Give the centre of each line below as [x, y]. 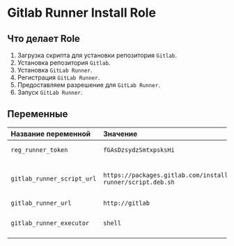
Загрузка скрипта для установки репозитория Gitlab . [97, 55]
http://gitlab [126, 203]
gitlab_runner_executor [50, 223]
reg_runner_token [39, 150]
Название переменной [50, 134]
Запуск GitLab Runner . [50, 92]
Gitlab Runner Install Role [82, 13]
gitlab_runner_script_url [54, 178]
